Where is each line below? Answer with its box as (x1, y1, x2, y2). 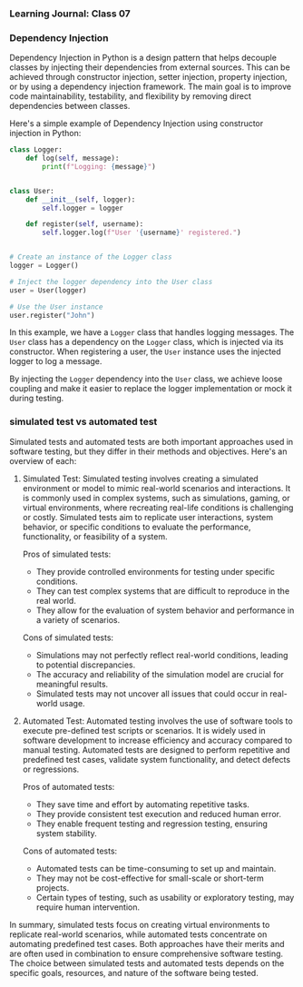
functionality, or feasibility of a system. (22, 530, 168, 542)
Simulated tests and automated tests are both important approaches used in (9, 436, 294, 447)
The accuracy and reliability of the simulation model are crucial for (35, 668, 284, 679)
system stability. (35, 827, 97, 838)
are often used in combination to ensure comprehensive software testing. (9, 948, 284, 959)
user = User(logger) (9, 285, 88, 295)
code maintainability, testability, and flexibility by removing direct (9, 91, 252, 102)
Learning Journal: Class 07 (9, 7, 131, 20)
